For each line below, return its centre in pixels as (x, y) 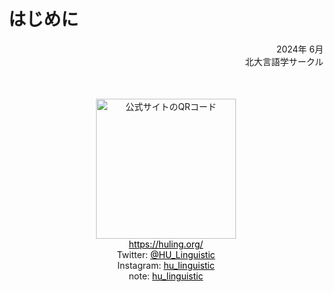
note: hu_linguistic (166, 276)
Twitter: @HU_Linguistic (166, 254)
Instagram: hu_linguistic (166, 265)
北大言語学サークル (284, 61)
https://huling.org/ (166, 244)
